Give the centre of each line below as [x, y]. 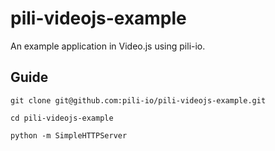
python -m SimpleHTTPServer [69, 135]
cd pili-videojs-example [62, 118]
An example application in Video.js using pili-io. [108, 46]
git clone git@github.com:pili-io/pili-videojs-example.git [138, 100]
